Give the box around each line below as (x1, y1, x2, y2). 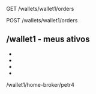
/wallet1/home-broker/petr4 (6, 81, 75, 88)
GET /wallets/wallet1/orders (6, 5, 74, 12)
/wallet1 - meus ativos (6, 34, 90, 45)
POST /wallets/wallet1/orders (6, 17, 78, 23)
